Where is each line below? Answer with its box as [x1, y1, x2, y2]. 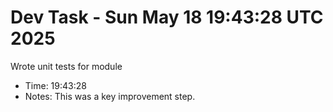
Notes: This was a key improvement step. [24, 90, 196, 102]
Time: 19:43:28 [24, 79, 87, 91]
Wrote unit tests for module [10, 60, 123, 72]
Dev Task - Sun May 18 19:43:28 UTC [10, 6, 324, 29]
